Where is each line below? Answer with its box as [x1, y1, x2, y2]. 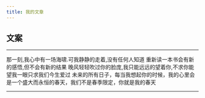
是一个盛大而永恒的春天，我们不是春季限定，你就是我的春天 [6, 79, 156, 86]
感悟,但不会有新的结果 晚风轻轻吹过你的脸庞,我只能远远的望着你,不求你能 [11, 63, 195, 71]
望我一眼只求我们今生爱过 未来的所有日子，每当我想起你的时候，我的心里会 [6, 71, 195, 79]
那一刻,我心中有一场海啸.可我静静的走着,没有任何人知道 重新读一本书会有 [6, 56, 189, 63]
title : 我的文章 [6, 9, 44, 15]
